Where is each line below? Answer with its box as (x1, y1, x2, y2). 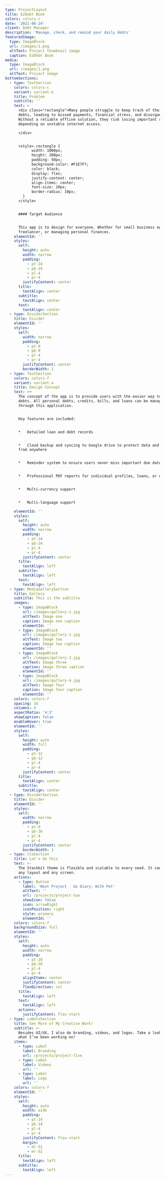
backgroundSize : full (14, 925, 58, 930)
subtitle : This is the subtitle (14, 596, 80, 601)
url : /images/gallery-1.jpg (23, 609, 80, 614)
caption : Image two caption (23, 641, 80, 647)
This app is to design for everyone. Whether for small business (18, 225, 155, 230)
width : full (23, 742, 48, 747)
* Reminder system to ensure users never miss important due (18, 460, 151, 465)
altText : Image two (23, 637, 63, 642)
